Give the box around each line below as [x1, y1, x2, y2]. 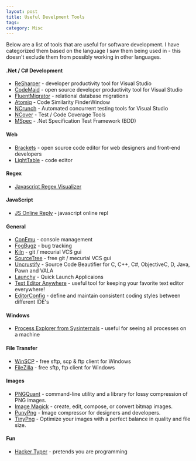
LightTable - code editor [14, 156, 73, 163]
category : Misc [6, 25, 43, 31]
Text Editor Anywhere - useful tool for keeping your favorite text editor [14, 280, 184, 287]
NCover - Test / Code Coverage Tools [14, 111, 106, 118]
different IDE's [14, 298, 50, 305]
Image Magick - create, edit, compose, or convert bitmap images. [14, 403, 173, 410]
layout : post [6, 8, 38, 15]
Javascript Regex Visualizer [14, 183, 82, 190]
